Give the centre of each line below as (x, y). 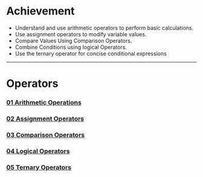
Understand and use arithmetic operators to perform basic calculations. (104, 28)
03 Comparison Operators (46, 135)
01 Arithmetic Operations (44, 103)
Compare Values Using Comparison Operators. (73, 40)
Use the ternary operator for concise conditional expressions (91, 53)
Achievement (40, 11)
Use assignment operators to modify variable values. (81, 34)
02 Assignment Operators (45, 118)
